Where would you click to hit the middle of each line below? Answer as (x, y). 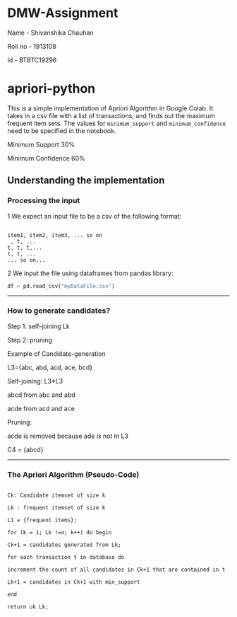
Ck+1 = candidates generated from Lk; (64, 545)
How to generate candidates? (59, 311)
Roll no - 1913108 (32, 46)
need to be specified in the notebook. (62, 131)
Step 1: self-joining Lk (39, 326)
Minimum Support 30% (41, 144)
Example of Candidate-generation (56, 353)
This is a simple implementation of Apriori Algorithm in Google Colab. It (110, 108)
